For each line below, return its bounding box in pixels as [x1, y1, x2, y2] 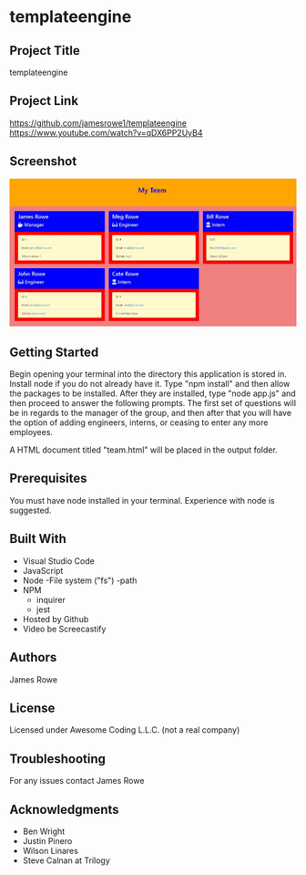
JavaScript [22, 565, 64, 576]
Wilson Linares [22, 845, 79, 856]
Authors [9, 650, 57, 665]
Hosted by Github [22, 613, 89, 624]
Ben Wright [22, 826, 66, 837]
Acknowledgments [9, 801, 120, 818]
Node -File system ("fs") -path [22, 575, 138, 586]
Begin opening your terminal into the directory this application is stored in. [9, 369, 287, 380]
